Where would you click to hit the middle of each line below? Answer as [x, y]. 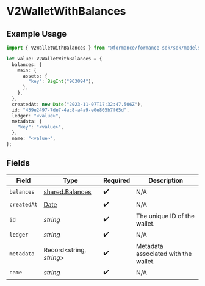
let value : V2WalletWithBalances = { [54, 59]
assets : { [35, 76]
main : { [27, 70]
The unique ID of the [166, 216]
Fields [18, 163]
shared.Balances [67, 192]
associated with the [164, 254]
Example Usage [37, 34]
